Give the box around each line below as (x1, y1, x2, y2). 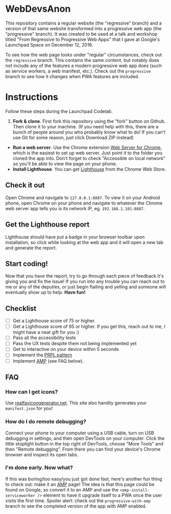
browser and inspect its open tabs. (5, 451, 78, 458)
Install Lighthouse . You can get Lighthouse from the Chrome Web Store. (12, 166, 166, 172)
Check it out (5, 181, 45, 190)
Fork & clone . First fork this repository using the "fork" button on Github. (12, 118, 166, 124)
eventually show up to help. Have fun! (5, 289, 86, 296)
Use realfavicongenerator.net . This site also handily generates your (5, 400, 147, 406)
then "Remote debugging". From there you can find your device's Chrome (5, 446, 161, 452)
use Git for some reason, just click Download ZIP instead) (12, 134, 134, 141)
